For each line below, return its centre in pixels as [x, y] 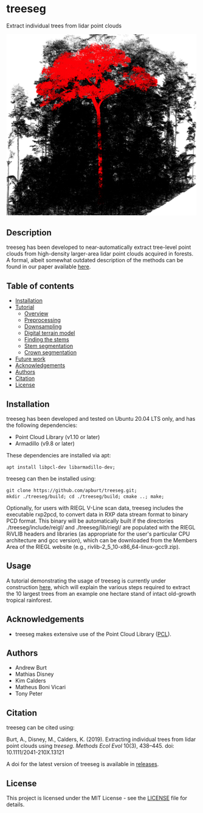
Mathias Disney [34, 674]
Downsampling [43, 327]
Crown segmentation [50, 353]
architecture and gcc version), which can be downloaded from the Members [102, 540]
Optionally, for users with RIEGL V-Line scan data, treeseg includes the [95, 507]
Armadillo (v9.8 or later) [45, 443]
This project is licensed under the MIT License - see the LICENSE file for [97, 798]
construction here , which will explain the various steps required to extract [98, 587]
